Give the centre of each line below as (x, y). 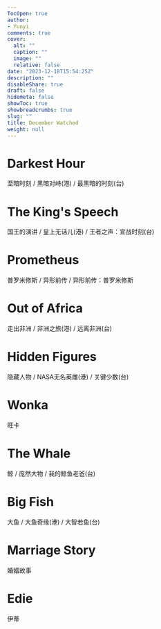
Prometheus (43, 260)
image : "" (27, 59)
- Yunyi (18, 26)
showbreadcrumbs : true (40, 110)
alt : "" (25, 46)
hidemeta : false (30, 97)
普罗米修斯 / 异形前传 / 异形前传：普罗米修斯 (70, 280)
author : (18, 20)
